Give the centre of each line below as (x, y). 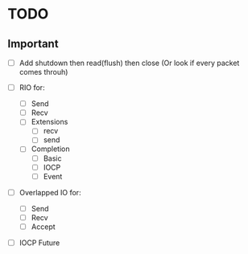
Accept (43, 227)
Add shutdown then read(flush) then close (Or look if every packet (129, 63)
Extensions (50, 122)
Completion (50, 149)
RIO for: (32, 88)
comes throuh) (43, 72)
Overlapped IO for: (50, 192)
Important (33, 44)
